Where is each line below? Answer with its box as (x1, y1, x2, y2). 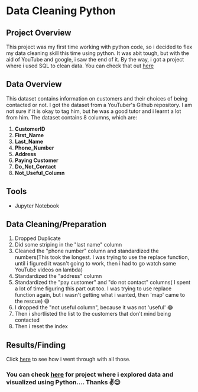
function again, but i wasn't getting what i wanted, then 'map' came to (14, 291, 185, 299)
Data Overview (6, 79, 62, 89)
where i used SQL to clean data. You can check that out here (6, 62, 154, 69)
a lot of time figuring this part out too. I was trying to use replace (14, 285, 172, 292)
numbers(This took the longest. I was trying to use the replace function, (14, 254, 190, 261)
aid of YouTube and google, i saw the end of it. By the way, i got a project (6, 56, 184, 63)
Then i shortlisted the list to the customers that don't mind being (14, 310, 171, 318)
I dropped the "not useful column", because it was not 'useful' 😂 (14, 304, 174, 311)
